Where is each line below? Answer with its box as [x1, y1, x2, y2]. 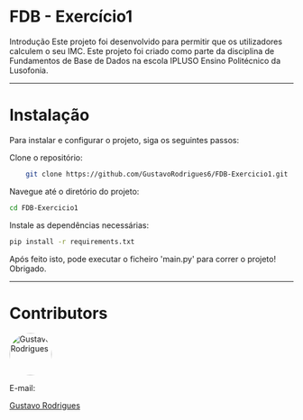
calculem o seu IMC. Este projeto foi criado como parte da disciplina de [9, 45, 275, 56]
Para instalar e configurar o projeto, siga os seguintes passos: [9, 134, 240, 145]
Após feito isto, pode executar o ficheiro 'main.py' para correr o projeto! [9, 253, 277, 264]
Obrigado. [9, 263, 47, 274]
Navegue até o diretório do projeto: [9, 186, 140, 196]
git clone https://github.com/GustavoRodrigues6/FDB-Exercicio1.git [25, 169, 289, 178]
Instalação [9, 105, 90, 125]
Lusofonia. [9, 65, 49, 76]
